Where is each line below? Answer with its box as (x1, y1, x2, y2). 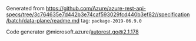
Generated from (6, 5, 45, 12)
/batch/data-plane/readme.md (6, 17, 80, 24)
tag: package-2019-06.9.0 (81, 17, 142, 24)
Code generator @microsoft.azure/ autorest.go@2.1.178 (6, 28, 139, 35)
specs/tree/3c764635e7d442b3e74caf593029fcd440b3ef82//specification (6, 11, 190, 18)
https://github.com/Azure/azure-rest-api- (46, 5, 146, 12)
